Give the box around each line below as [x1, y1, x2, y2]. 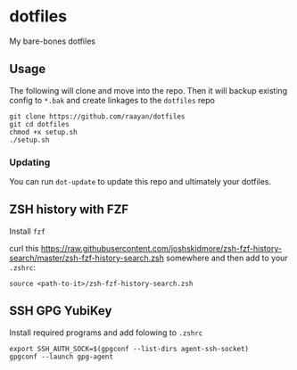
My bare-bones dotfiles [9, 36, 96, 46]
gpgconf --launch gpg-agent [9, 352, 114, 361]
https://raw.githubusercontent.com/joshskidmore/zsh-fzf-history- [40, 243, 283, 253]
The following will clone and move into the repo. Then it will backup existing [9, 85, 288, 95]
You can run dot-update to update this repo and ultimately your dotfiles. [9, 177, 272, 187]
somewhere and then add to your [166, 252, 288, 263]
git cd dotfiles [9, 119, 70, 128]
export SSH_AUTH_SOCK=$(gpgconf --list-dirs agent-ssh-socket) [9, 344, 250, 353]
